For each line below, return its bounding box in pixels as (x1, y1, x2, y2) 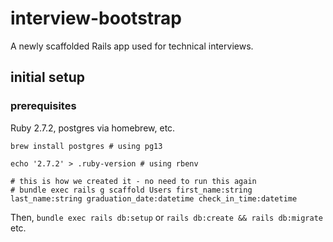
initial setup (10, 69, 85, 86)
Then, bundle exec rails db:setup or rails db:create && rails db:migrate (10, 211, 323, 223)
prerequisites (10, 99, 77, 113)
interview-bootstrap (10, 7, 182, 30)
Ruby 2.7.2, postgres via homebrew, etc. (10, 122, 176, 134)
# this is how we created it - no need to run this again (10, 176, 257, 186)
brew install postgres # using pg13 (10, 141, 163, 151)
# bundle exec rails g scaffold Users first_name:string (10, 185, 253, 195)
